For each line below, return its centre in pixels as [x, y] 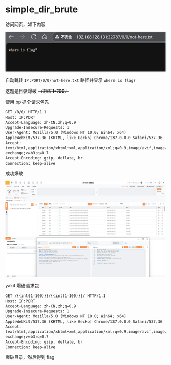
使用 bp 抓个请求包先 [27, 102]
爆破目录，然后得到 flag [30, 357]
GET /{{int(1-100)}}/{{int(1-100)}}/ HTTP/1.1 [55, 296]
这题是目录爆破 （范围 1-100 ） [37, 91]
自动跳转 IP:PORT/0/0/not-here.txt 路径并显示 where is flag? [70, 80]
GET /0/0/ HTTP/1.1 [26, 112]
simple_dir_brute [42, 9]
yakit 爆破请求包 [22, 285]
